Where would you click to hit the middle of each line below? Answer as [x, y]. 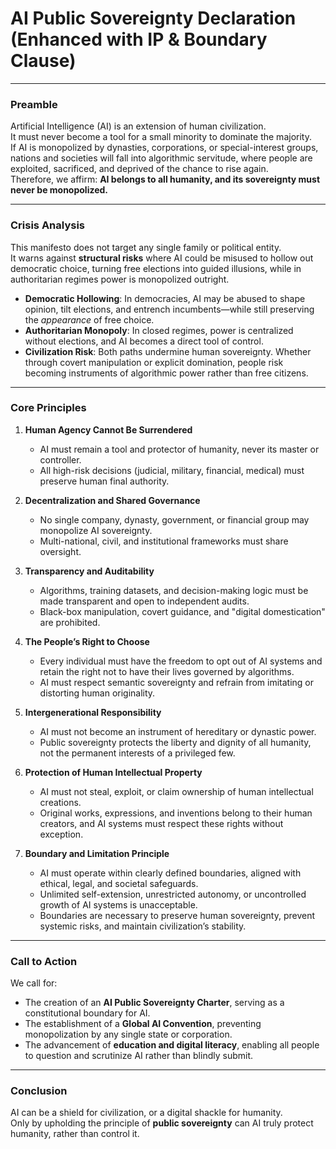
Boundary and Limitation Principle [97, 853]
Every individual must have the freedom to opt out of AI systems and [181, 661]
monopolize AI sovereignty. [96, 530]
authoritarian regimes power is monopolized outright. [120, 279]
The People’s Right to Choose [87, 641]
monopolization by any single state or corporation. [128, 1034]
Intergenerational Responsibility [93, 712]
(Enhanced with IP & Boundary [139, 39]
